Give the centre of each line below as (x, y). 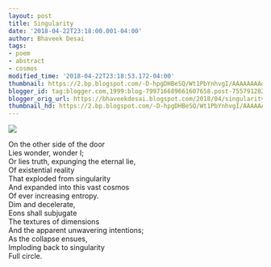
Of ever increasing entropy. (54, 196)
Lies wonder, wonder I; (46, 153)
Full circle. (25, 256)
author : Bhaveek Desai (46, 38)
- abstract (27, 61)
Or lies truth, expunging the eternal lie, (72, 162)
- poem (19, 53)
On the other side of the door (57, 144)
